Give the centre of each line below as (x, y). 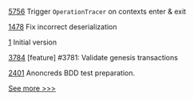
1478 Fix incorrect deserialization (63, 27)
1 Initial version (33, 42)
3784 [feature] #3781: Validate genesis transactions (93, 58)
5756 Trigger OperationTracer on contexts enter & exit (97, 12)
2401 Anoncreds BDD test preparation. (72, 73)
